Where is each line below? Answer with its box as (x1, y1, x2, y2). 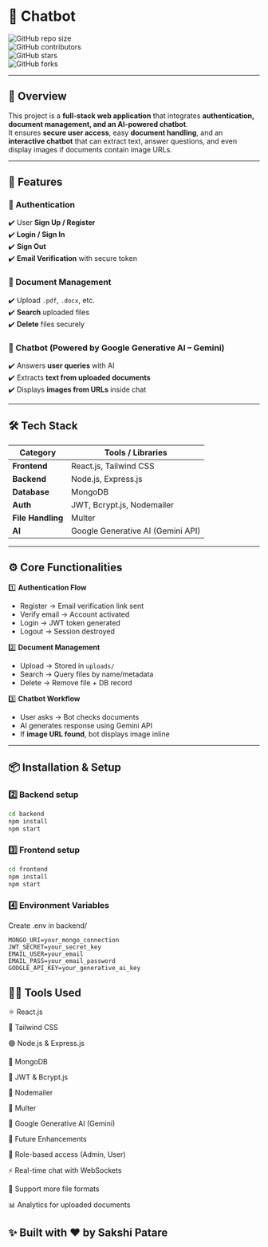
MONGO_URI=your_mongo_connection (8, 937, 120, 945)
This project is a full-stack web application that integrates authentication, (8, 111, 254, 120)
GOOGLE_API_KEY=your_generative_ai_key (8, 965, 141, 973)
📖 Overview (8, 89, 67, 103)
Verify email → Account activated (19, 610, 130, 619)
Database (12, 486, 50, 497)
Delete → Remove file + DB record (19, 677, 133, 687)
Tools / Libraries (104, 447, 167, 458)
